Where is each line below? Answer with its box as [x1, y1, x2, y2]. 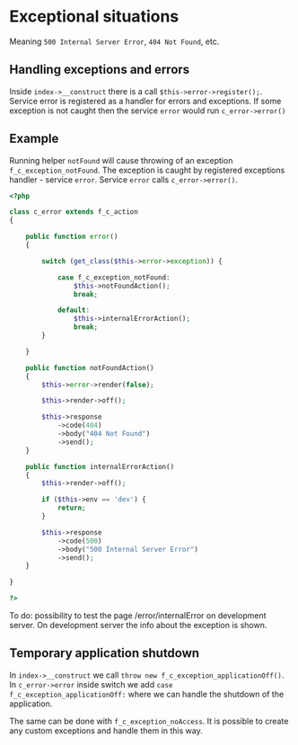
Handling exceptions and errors [9, 62, 190, 77]
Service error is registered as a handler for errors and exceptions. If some [9, 95, 282, 106]
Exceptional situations [9, 6, 180, 27]
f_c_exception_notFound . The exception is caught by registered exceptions [9, 164, 285, 175]
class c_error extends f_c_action [9, 208, 139, 217]
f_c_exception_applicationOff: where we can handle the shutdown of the [9, 688, 285, 699]
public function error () [25, 232, 118, 242]
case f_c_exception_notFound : [57, 272, 171, 282]
